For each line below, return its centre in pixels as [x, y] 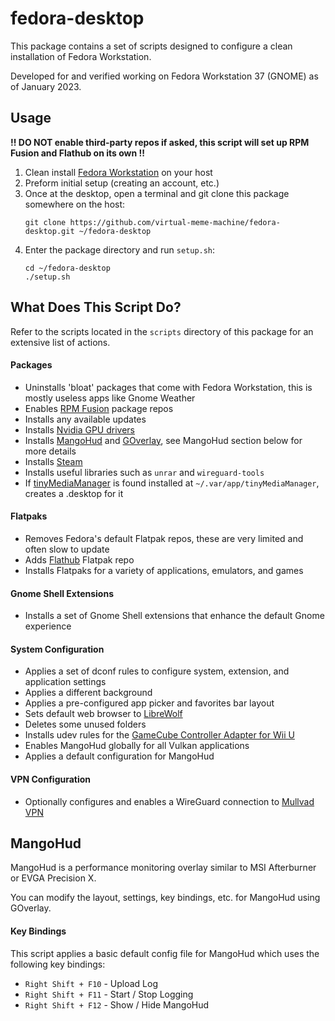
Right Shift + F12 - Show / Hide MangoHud [117, 1004]
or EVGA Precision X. [53, 878]
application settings [65, 682]
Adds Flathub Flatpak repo [79, 559]
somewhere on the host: [75, 204]
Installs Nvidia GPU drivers [80, 429]
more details [50, 451]
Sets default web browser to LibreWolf [103, 714]
